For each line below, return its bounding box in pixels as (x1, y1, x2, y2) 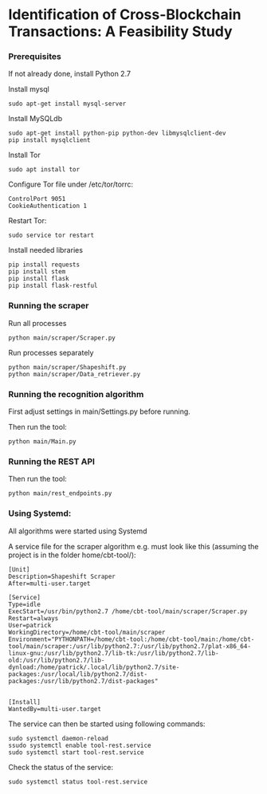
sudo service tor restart (8, 231, 94, 240)
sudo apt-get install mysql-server (8, 100, 127, 108)
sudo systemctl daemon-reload (8, 734, 109, 742)
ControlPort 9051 (8, 195, 66, 203)
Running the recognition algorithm (8, 388, 144, 399)
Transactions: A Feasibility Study (8, 22, 233, 41)
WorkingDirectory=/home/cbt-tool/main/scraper (8, 628, 166, 636)
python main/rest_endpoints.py (8, 489, 112, 497)
